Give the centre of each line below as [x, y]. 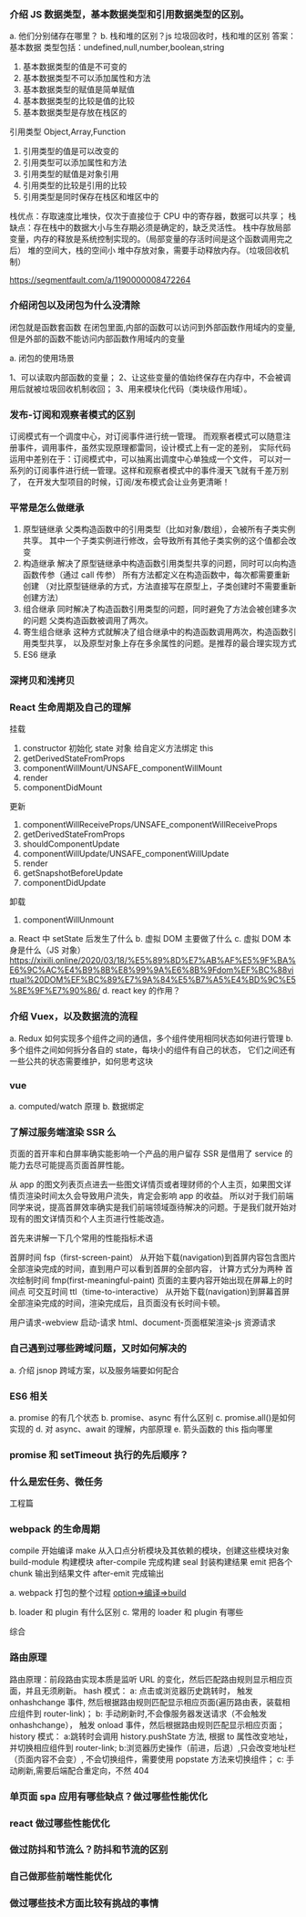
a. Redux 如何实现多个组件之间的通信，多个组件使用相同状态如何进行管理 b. [151, 1038]
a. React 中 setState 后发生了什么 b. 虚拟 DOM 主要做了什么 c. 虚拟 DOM [145, 939]
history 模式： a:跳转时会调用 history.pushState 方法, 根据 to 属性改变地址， [151, 1736]
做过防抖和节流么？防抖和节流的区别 [89, 1849]
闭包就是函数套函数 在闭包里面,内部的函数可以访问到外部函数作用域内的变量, [153, 327]
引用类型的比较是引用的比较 [75, 185]
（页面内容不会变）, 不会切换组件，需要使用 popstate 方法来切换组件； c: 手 [152, 1759]
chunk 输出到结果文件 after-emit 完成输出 [87, 1573]
